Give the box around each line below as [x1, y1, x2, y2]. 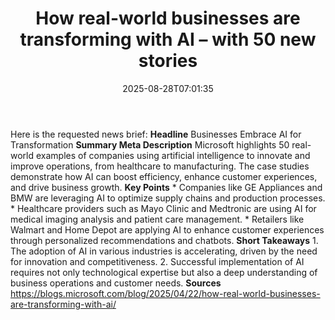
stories [138, 50, 198, 72]
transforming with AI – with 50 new [19, 28, 317, 51]
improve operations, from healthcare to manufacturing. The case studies [10, 160, 310, 172]
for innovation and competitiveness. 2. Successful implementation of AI [10, 255, 305, 267]
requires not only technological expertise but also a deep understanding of [10, 266, 318, 278]
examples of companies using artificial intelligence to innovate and [35, 149, 311, 161]
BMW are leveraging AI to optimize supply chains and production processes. [10, 192, 326, 204]
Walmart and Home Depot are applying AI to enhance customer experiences [10, 223, 325, 236]
